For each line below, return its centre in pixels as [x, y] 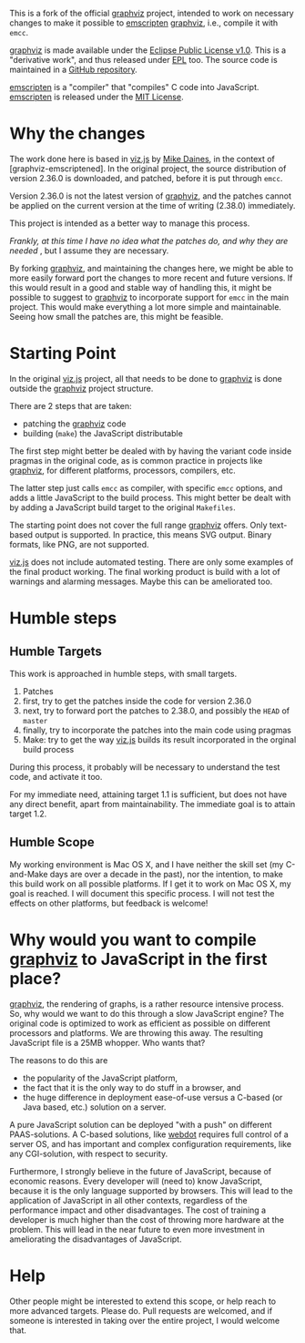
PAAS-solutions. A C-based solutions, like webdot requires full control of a [149, 1134]
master [35, 721]
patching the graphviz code [74, 424]
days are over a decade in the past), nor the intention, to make [167, 874]
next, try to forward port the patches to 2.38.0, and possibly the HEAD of [156, 711]
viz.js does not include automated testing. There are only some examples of [152, 562]
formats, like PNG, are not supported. [79, 544]
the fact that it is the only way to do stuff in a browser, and [132, 1087]
